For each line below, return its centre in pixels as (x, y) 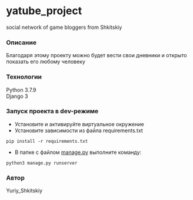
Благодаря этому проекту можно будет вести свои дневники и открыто (96, 55)
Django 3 (17, 96)
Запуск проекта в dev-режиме (52, 112)
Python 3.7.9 (21, 90)
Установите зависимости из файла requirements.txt (79, 130)
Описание (21, 42)
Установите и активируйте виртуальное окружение (79, 124)
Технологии (24, 77)
